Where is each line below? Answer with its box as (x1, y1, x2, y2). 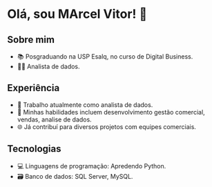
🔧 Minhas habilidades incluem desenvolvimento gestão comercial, (17, 108, 205, 116)
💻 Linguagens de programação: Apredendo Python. (17, 161, 166, 170)
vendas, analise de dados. (17, 115, 92, 124)
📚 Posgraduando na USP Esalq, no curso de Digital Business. (17, 52, 193, 61)
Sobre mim (7, 34, 55, 46)
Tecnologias (7, 143, 61, 155)
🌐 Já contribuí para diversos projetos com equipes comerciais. (17, 122, 197, 130)
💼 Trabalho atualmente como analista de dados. (17, 100, 153, 109)
